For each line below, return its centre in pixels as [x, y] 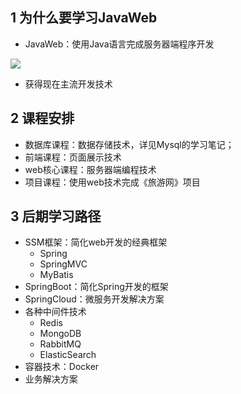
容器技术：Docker [62, 367]
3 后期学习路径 [56, 216]
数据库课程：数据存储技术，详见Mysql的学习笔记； [129, 144]
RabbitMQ [60, 344]
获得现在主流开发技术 [68, 84]
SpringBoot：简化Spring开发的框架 [96, 287]
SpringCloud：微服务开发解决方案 [94, 299]
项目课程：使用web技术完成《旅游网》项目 [112, 182]
